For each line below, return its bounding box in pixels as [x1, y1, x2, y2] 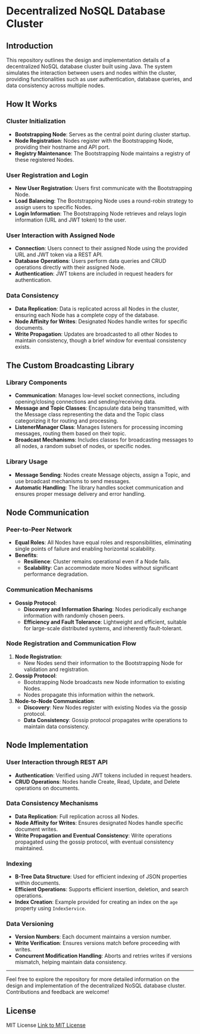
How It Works [6, 99, 58, 109]
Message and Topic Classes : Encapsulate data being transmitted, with [14, 404, 189, 412]
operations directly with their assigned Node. [14, 264, 126, 271]
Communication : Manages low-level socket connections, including [14, 392, 180, 399]
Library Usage [6, 458, 48, 466]
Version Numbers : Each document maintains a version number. [14, 933, 171, 940]
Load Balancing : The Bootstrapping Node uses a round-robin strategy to [14, 197, 193, 204]
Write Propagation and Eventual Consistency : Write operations [14, 832, 172, 839]
